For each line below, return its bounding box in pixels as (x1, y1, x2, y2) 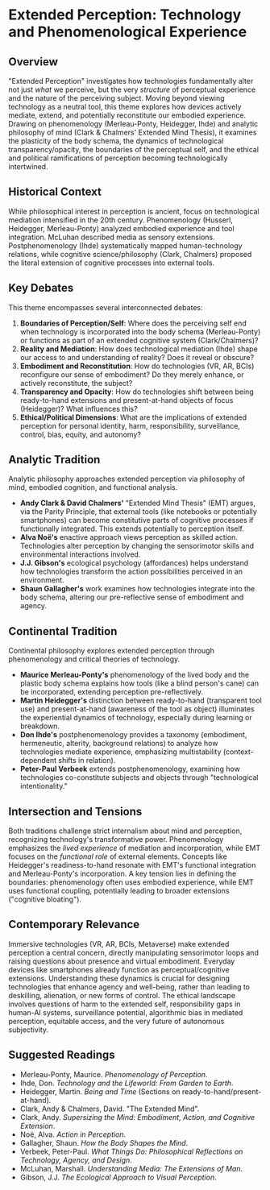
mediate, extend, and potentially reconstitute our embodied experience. (8, 110, 247, 120)
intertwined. (8, 162, 48, 171)
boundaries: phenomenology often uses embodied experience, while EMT (8, 877, 254, 887)
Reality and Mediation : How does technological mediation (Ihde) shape (19, 344, 258, 354)
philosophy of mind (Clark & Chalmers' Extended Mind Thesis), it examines (8, 127, 257, 137)
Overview (8, 55, 59, 68)
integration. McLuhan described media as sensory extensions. (8, 232, 215, 242)
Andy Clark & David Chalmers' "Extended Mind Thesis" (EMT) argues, (19, 498, 256, 508)
